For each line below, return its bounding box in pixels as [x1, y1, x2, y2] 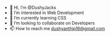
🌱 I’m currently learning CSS [9, 15, 67, 20]
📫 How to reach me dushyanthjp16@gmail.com [9, 26, 105, 31]
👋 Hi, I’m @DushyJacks [9, 5, 56, 10]
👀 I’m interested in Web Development [9, 10, 84, 16]
